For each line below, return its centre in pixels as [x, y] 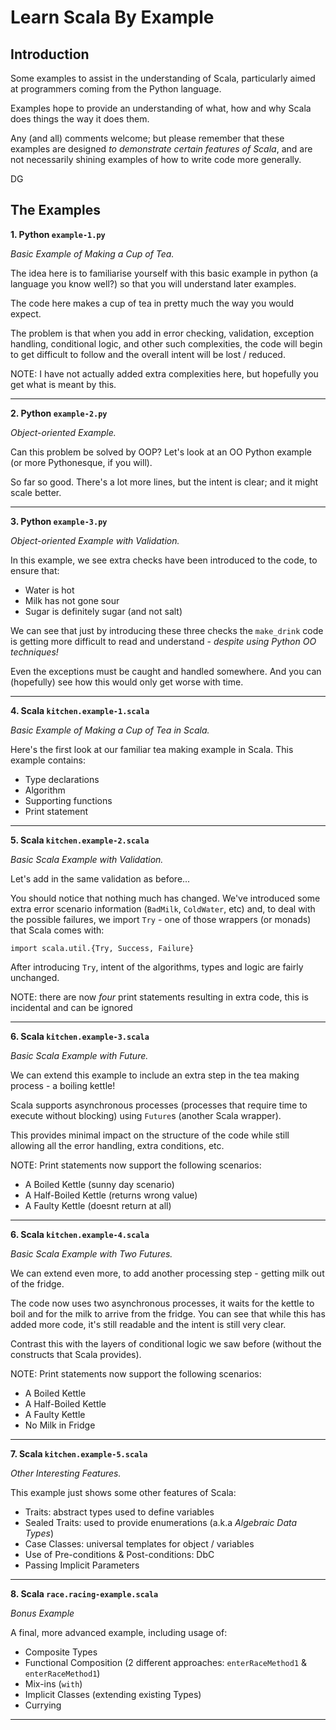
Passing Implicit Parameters [82, 1565]
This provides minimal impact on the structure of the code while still [150, 1135]
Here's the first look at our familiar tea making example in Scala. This [152, 749]
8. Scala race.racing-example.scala [84, 1593]
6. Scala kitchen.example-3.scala [80, 1036]
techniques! [34, 652]
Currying [43, 1705]
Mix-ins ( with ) [53, 1683]
